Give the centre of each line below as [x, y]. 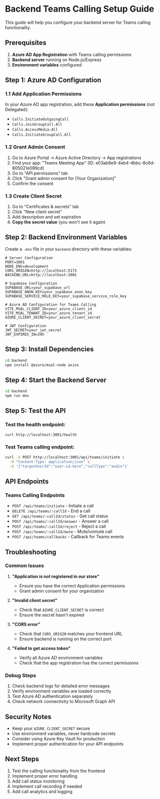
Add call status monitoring [38, 781]
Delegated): [17, 110]
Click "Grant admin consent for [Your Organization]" [64, 178]
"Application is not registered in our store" [56, 576]
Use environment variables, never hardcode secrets [64, 733]
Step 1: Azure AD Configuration [53, 80]
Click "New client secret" [37, 212]
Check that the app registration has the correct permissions [79, 663]
